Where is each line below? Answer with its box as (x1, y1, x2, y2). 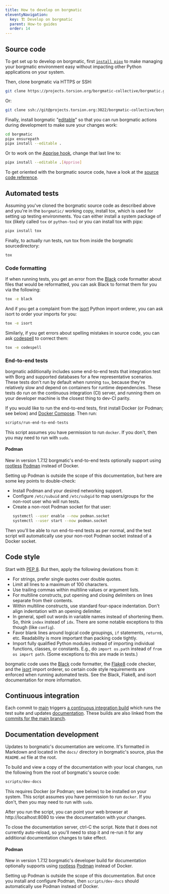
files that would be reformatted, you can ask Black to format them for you (5, 281, 157, 288)
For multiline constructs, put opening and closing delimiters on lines (12, 592, 153, 598)
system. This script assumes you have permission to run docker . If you (5, 794, 151, 800)
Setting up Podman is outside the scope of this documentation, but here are (5, 472, 162, 479)
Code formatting (5, 265, 47, 272)
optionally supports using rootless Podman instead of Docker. (5, 863, 133, 869)
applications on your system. (5, 69, 65, 75)
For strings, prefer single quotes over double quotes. (12, 576, 122, 582)
